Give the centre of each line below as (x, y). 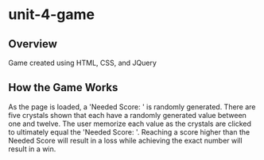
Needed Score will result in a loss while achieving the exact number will (125, 140)
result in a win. (32, 149)
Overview (33, 44)
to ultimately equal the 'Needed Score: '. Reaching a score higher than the (129, 131)
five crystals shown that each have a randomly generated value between (127, 115)
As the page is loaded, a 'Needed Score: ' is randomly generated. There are (132, 107)
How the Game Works (63, 88)
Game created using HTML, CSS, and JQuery (83, 63)
